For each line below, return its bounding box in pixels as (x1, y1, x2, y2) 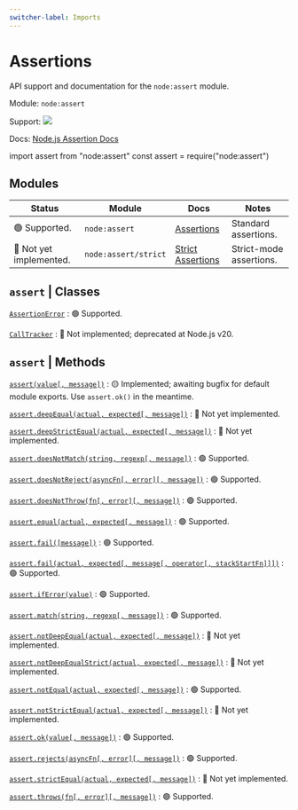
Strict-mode (231, 243, 284, 256)
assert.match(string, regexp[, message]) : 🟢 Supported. (9, 609, 222, 620)
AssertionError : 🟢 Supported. (9, 308, 122, 319)
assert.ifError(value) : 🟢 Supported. (9, 589, 151, 599)
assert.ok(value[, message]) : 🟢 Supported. (9, 732, 175, 742)
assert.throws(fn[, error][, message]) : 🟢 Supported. (9, 791, 215, 801)
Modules (9, 176, 59, 191)
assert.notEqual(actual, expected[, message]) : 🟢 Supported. (9, 684, 242, 695)
